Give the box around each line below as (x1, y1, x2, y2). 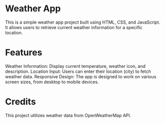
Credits (5, 96, 36, 107)
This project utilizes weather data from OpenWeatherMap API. (5, 112, 131, 118)
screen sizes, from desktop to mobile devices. (5, 79, 99, 85)
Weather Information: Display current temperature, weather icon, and (5, 63, 146, 69)
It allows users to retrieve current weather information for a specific (5, 24, 143, 30)
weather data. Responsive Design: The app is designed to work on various (5, 73, 157, 79)
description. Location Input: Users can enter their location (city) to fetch (5, 68, 151, 74)
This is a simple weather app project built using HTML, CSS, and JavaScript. (5, 19, 161, 25)
